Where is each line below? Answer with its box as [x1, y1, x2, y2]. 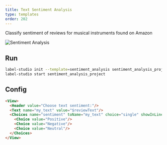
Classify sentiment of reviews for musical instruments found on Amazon [5, 30, 153, 36]
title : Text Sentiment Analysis [5, 7, 72, 12]
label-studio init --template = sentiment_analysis [5, 67, 110, 72]
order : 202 [5, 16, 28, 21]
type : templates [5, 12, 39, 17]
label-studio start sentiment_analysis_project [5, 72, 106, 77]
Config [5, 85, 27, 94]
